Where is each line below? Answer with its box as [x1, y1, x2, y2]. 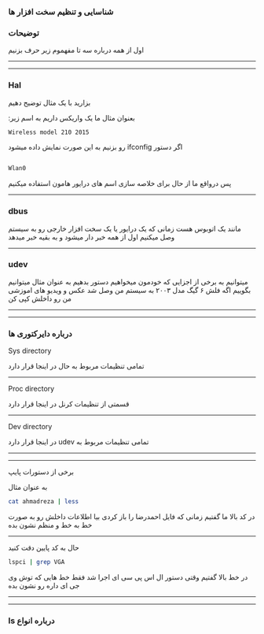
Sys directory [8, 346, 52, 356]
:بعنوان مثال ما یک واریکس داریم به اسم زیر [8, 113, 135, 122]
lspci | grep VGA [8, 558, 65, 566]
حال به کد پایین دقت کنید [8, 543, 80, 553]
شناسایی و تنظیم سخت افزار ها [8, 6, 114, 17]
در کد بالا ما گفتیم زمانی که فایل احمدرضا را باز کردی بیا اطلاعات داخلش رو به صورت [8, 512, 255, 521]
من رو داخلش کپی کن [8, 294, 72, 303]
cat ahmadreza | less [8, 498, 79, 506]
